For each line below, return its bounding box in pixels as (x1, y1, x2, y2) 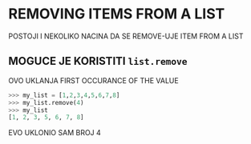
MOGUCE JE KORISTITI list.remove (8, 54, 188, 68)
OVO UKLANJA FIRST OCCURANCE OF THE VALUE (8, 75, 179, 85)
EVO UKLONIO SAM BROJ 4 (8, 128, 102, 138)
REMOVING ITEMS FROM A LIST (8, 5, 225, 23)
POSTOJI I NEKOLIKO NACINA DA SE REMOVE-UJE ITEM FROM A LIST (8, 31, 244, 41)
